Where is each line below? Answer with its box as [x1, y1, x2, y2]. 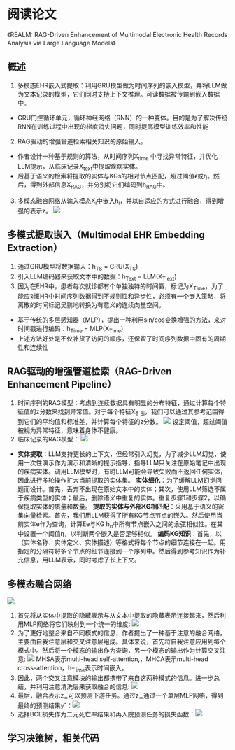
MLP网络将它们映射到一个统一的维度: [23, 620, 131, 628]
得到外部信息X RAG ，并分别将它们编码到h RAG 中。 [29, 181, 169, 191]
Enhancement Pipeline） [7, 378, 117, 390]
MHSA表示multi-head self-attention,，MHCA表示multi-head [36, 655, 208, 663]
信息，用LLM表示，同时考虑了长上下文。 [23, 556, 141, 564]
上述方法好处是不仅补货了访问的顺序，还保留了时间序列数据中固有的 [17, 334, 214, 343]
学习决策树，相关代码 [7, 733, 99, 744]
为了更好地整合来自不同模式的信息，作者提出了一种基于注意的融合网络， [17, 629, 226, 637]
